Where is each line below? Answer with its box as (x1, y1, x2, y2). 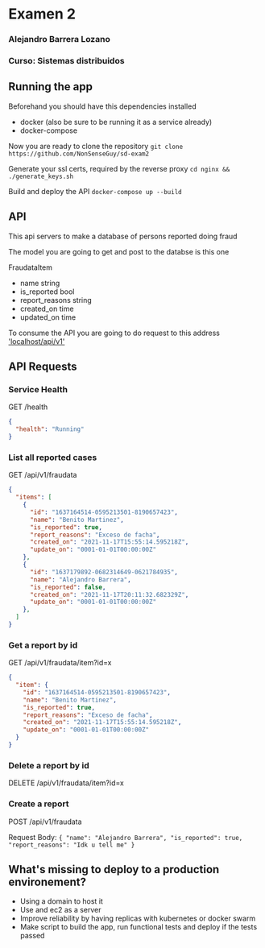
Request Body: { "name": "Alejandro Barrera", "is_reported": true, (8, 832, 243, 842)
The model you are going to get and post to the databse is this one (8, 246, 230, 256)
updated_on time (19, 312, 77, 322)
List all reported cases (8, 452, 97, 463)
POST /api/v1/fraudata (8, 817, 82, 826)
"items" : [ (15, 493, 52, 502)
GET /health (8, 402, 48, 412)
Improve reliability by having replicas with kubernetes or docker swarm (19, 913, 256, 923)
